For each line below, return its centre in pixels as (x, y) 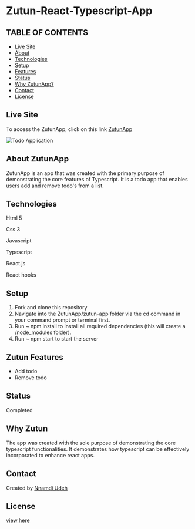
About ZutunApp (38, 159)
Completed (20, 410)
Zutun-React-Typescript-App (79, 11)
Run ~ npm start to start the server (56, 339)
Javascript (19, 241)
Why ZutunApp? (34, 84)
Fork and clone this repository (51, 308)
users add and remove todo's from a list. (55, 186)
